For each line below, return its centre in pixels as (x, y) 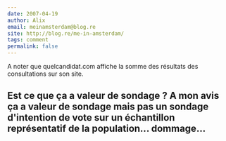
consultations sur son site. (45, 74)
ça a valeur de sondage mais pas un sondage (108, 107)
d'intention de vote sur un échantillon (91, 117)
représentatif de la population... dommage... (107, 129)
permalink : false (33, 46)
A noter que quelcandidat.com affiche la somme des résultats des (103, 66)
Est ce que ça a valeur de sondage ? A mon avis (113, 96)
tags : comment (28, 40)
